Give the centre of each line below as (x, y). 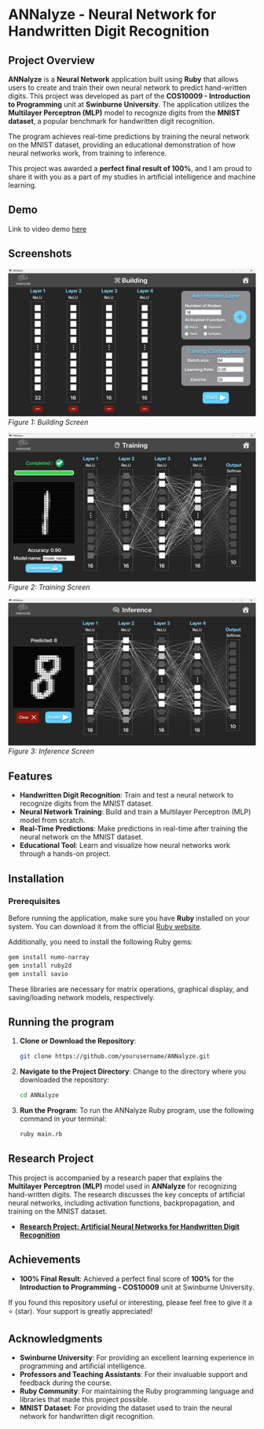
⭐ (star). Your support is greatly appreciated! (81, 1311)
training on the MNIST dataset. (58, 1211)
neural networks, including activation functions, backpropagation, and (121, 1203)
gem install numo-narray (49, 957)
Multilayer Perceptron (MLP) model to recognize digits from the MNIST (125, 113)
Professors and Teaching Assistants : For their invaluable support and (134, 1375)
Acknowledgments (56, 1339)
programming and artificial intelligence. (83, 1366)
